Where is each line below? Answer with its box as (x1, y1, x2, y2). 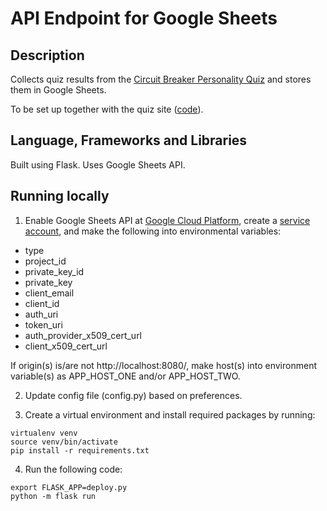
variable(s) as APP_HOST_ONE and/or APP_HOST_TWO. (10, 370, 241, 382)
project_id (24, 255, 67, 267)
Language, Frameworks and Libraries (10, 132, 248, 149)
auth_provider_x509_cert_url (24, 329, 143, 341)
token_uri (24, 318, 63, 331)
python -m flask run (10, 491, 97, 501)
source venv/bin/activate (10, 437, 118, 447)
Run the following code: (24, 463, 123, 475)
